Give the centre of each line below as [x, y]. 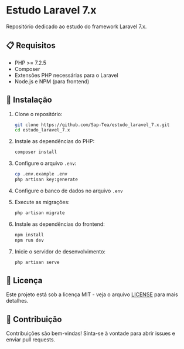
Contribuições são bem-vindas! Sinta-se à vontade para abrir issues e [91, 333]
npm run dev [29, 240]
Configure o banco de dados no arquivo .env [69, 191]
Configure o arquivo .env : [45, 163]
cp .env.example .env [41, 174]
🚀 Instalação [29, 100]
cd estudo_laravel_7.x [42, 130]
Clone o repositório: [38, 114]
